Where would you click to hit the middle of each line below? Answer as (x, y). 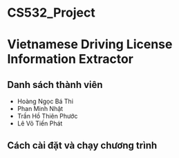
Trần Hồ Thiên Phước (47, 116)
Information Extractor (70, 59)
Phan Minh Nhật (40, 109)
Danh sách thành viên (55, 85)
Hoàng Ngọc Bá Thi (45, 101)
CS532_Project (51, 13)
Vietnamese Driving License (90, 45)
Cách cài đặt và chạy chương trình (82, 145)
